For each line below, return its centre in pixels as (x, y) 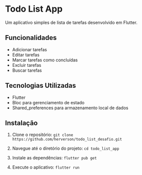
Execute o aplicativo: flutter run (46, 167)
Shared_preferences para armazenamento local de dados (70, 108)
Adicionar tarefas (30, 49)
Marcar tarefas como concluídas (45, 60)
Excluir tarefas (27, 65)
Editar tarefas (26, 55)
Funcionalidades (31, 38)
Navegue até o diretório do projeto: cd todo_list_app (66, 148)
